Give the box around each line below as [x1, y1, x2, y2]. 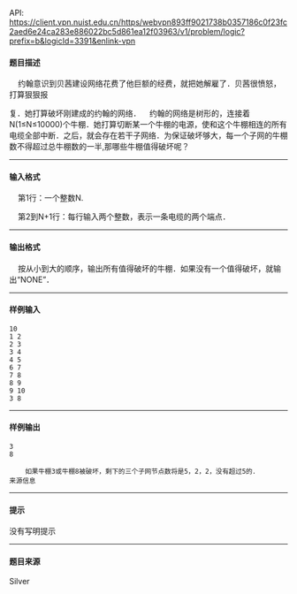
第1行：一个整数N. [17, 193, 84, 203]
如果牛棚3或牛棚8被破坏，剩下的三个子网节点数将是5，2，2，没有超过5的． [25, 468, 260, 476]
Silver [9, 576, 30, 587]
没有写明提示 [9, 526, 56, 537]
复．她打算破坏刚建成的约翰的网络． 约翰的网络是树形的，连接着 [9, 108, 250, 118]
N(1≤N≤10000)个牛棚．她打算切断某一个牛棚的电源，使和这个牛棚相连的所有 [9, 119, 287, 130]
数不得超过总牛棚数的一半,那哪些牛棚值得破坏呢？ [9, 141, 190, 152]
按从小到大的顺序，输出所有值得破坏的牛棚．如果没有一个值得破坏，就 [17, 263, 274, 273]
